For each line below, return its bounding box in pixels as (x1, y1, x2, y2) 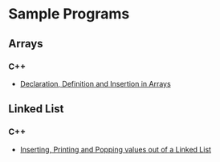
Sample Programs (8, 5, 130, 23)
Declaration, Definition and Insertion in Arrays (19, 79, 171, 88)
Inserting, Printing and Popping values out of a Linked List (19, 144, 211, 154)
